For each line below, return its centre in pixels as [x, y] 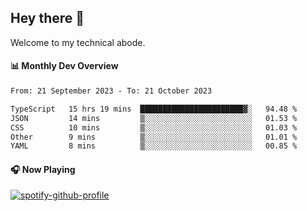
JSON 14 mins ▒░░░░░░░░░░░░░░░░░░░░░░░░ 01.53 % [154, 118]
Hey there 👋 [47, 18]
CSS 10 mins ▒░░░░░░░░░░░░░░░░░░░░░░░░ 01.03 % [154, 127]
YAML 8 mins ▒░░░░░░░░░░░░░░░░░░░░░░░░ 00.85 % [154, 146]
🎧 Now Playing [43, 169]
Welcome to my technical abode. [78, 42]
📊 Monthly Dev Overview [64, 66]
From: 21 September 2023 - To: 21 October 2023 [111, 91]
